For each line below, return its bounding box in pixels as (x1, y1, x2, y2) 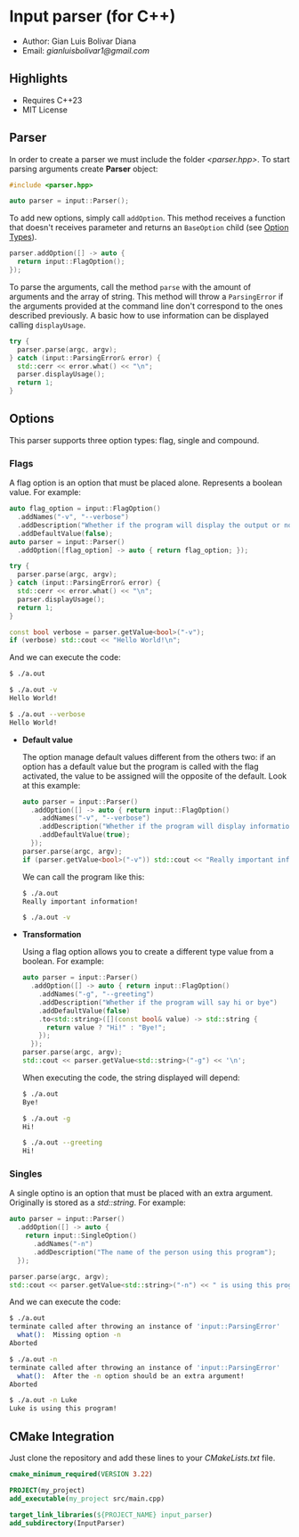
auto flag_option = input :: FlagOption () (9, 504, 162, 514)
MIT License (21, 104, 69, 115)
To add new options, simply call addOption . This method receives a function (9, 212, 286, 224)
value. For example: (9, 487, 82, 498)
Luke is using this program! (9, 1404, 117, 1413)
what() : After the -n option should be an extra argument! (17, 1371, 245, 1380)
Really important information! (21, 897, 139, 906)
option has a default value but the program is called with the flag (21, 761, 260, 772)
